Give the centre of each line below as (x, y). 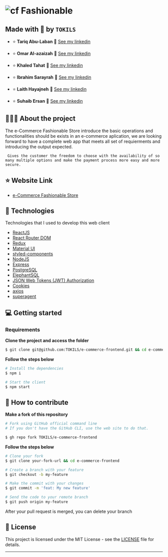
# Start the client (25, 382)
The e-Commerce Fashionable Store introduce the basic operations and (79, 131)
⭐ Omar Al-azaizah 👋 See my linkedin (51, 53)
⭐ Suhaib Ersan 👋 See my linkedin (48, 101)
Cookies (21, 286)
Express (21, 264)
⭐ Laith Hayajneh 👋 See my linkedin (49, 89)
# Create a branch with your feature (44, 470)
